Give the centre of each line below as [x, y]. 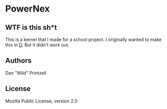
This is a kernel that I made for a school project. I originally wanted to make [83, 39]
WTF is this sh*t [31, 28]
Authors [18, 61]
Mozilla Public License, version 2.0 [41, 101]
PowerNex [28, 9]
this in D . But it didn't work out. [37, 45]
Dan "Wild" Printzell [26, 73]
